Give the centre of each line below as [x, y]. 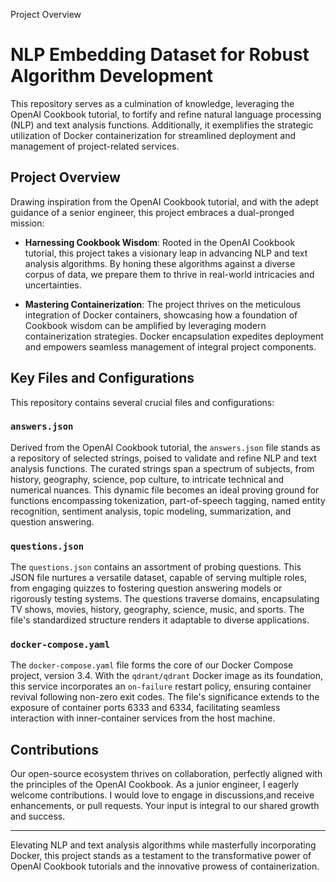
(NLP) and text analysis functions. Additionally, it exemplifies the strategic [162, 125]
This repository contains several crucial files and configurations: [142, 402]
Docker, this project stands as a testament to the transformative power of [161, 856]
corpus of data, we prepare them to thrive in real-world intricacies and [169, 274]
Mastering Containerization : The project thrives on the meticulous [163, 304]
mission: [27, 223]
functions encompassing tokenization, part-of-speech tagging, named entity [168, 500]
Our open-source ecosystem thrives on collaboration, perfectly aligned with [166, 774]
